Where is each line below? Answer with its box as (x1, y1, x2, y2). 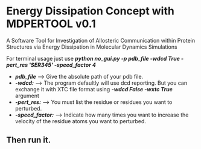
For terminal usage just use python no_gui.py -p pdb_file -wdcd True (6, 55, 180, 62)
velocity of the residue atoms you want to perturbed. (14, 117, 147, 124)
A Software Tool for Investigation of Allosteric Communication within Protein (6, 37, 196, 44)
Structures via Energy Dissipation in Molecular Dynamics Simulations (6, 43, 177, 50)
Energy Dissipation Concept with (6, 4, 175, 18)
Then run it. (6, 135, 51, 145)
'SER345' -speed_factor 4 (29, 61, 97, 68)
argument (14, 92, 39, 99)
